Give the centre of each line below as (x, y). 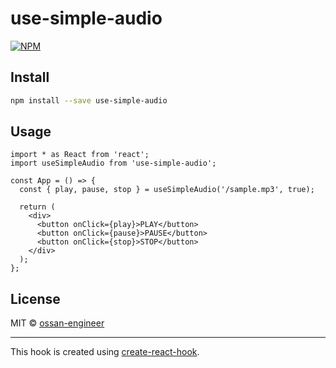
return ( (37, 207)
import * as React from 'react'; (80, 155)
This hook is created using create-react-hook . (105, 352)
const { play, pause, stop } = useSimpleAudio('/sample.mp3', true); (167, 190)
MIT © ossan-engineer (57, 323)
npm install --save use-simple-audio (89, 100)
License (35, 298)
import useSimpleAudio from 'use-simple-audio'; (113, 163)
